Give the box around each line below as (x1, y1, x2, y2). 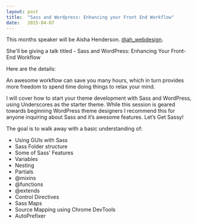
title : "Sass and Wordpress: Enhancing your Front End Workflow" (6, 14, 174, 20)
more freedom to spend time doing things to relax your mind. (6, 83, 155, 90)
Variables (14, 156, 38, 163)
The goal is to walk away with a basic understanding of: (6, 125, 143, 132)
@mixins (14, 175, 36, 182)
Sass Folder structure (14, 143, 68, 150)
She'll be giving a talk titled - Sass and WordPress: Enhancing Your (6, 48, 170, 55)
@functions (14, 181, 43, 188)
